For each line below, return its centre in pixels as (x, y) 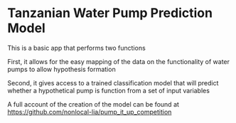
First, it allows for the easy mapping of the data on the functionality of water (118, 61)
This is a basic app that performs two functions (76, 48)
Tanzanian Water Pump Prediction (110, 13)
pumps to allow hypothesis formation (61, 69)
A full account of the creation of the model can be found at (93, 104)
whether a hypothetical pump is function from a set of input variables (108, 90)
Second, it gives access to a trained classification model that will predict (113, 82)
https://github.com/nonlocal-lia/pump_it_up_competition (90, 112)
